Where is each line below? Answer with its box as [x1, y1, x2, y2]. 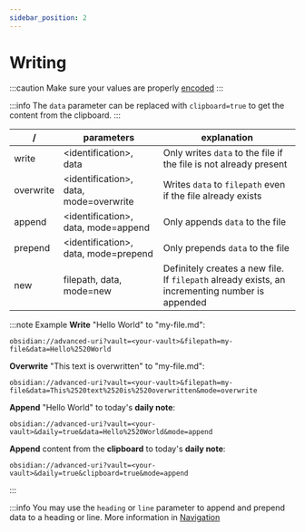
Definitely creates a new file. [162, 262, 284, 275]
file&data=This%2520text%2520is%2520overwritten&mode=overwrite [9, 386, 258, 395]
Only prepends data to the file [162, 241, 290, 254]
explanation [201, 131, 254, 143]
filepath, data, [63, 273, 123, 285]
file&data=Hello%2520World [9, 344, 112, 353]
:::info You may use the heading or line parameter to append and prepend [9, 502, 286, 513]
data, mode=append [63, 221, 150, 234]
